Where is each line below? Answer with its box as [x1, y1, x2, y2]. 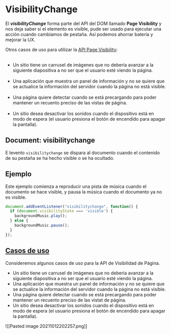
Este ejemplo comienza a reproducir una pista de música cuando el [5, 183, 147, 189]
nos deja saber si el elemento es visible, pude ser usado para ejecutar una [5, 25, 162, 32]
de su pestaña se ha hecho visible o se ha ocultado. [5, 155, 115, 161]
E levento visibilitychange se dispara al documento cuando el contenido [5, 149, 160, 156]
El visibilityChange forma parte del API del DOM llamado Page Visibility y [5, 20, 162, 26]
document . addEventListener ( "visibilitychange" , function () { [5, 204, 138, 209]
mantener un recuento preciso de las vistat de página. [12, 297, 127, 303]
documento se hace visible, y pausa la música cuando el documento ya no [5, 188, 162, 194]
